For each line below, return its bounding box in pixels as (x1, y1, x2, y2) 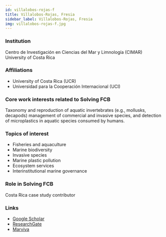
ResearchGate (12, 221, 42, 227)
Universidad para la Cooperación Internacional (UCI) (12, 83, 121, 89)
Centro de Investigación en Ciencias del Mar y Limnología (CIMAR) (5, 49, 142, 55)
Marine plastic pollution (12, 158, 61, 164)
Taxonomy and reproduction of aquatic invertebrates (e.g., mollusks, (5, 107, 146, 113)
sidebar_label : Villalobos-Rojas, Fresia (5, 16, 93, 21)
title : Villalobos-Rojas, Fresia (5, 12, 75, 17)
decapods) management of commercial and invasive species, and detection (5, 113, 161, 119)
